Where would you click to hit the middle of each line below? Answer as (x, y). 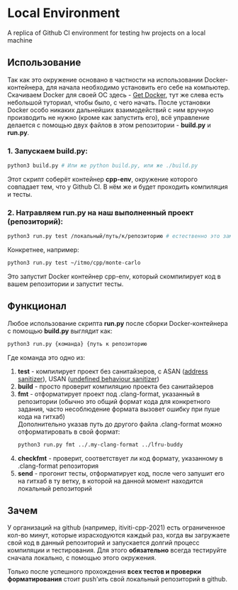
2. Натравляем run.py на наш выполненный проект (101, 212)
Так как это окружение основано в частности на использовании (105, 80)
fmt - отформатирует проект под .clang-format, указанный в (109, 394)
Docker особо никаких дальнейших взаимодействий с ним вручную (110, 110)
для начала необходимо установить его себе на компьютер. (138, 87)
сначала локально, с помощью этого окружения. (82, 558)
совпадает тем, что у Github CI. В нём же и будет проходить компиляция (118, 187)
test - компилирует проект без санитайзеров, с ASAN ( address (113, 371)
